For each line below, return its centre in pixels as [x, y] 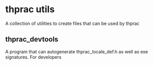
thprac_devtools [32, 39]
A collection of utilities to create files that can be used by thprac [72, 23]
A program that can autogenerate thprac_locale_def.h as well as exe [77, 51]
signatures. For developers [33, 57]
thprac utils [30, 9]
